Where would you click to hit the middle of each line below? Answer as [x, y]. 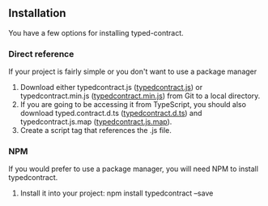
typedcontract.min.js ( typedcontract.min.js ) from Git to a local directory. [140, 96]
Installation [37, 13]
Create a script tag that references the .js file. [96, 131]
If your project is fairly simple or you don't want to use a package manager [133, 71]
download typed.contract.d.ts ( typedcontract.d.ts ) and [111, 114]
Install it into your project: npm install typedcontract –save [117, 193]
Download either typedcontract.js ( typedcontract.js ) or [111, 88]
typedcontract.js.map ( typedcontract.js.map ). [96, 122]
